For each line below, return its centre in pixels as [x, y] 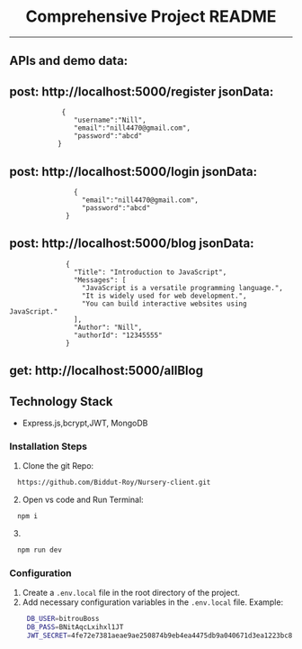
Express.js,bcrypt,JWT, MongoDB [85, 423]
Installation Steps [49, 446]
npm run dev [40, 550]
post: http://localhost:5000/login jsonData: [133, 172]
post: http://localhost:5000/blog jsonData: [132, 244]
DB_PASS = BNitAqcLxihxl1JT [75, 627]
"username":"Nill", [110, 120]
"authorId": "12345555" [118, 335]
